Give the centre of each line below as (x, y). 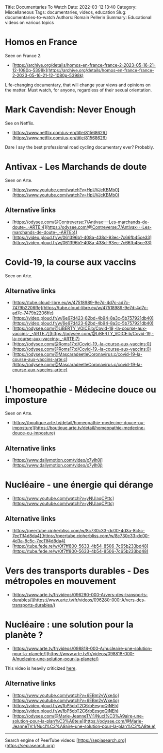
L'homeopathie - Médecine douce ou (81, 389)
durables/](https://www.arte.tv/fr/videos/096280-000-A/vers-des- (79, 600)
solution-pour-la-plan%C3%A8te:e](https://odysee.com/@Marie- (78, 721)
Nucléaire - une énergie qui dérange (79, 485)
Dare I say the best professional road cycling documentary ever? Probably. (80, 147)
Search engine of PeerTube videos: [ (42, 740)
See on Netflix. (20, 123)
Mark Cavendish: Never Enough (70, 110)
